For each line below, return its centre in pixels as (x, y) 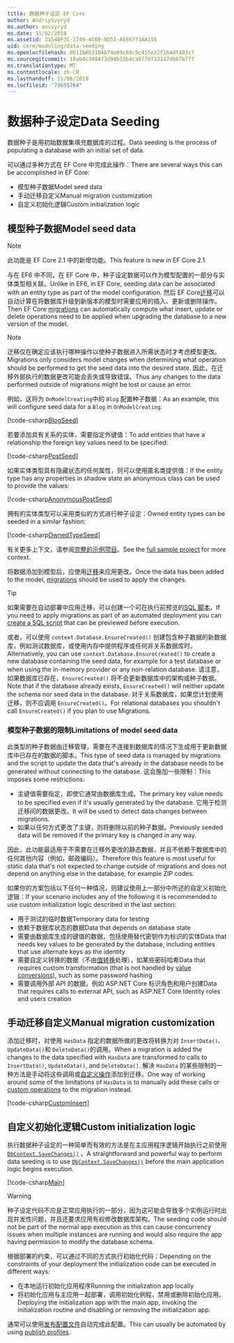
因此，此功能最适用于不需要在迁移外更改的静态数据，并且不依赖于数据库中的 (117, 849)
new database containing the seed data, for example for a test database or (114, 661)
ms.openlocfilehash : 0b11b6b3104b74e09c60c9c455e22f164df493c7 (101, 53)
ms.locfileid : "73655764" (45, 85)
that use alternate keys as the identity (71, 952)
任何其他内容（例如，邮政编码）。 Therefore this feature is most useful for (111, 859)
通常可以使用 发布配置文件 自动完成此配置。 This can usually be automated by (117, 1324)
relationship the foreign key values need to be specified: (88, 443)
